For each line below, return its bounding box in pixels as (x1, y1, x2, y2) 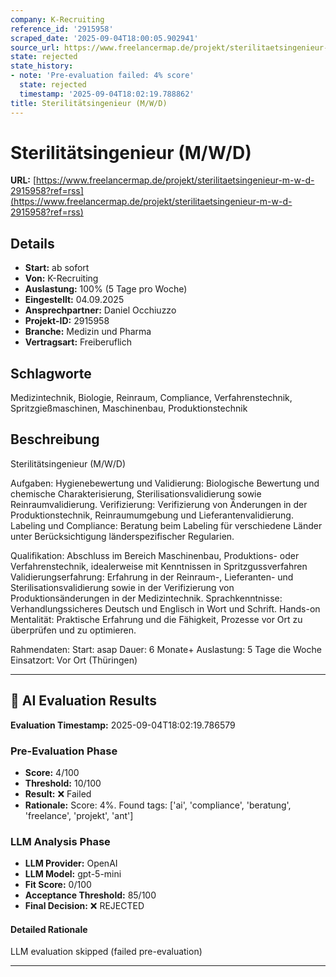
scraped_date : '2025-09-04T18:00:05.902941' (10, 33, 199, 43)
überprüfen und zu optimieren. (10, 624, 137, 636)
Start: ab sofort (24, 262, 90, 274)
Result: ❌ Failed (24, 787, 92, 800)
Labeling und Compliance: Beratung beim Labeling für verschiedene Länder (10, 519, 323, 531)
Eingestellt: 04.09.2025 (24, 294, 125, 306)
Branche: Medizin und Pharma (24, 326, 152, 338)
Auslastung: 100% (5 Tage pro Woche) (24, 283, 188, 295)
